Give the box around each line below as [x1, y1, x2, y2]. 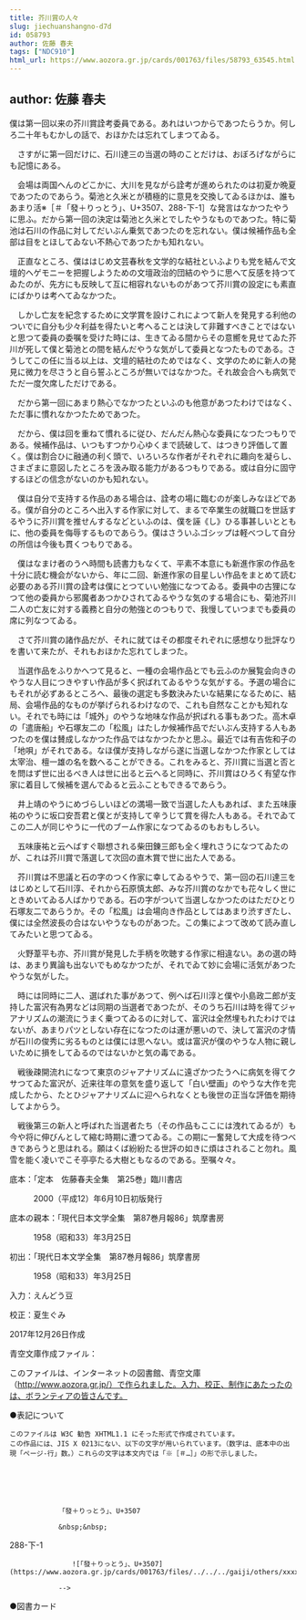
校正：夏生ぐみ [9, 1309, 66, 1320]
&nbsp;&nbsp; [57, 1522, 107, 1532]
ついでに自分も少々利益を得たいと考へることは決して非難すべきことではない [9, 320, 296, 331]
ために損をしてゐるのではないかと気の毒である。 [16, 1046, 201, 1058]
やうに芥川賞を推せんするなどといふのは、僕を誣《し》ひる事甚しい [16, 515, 273, 526]
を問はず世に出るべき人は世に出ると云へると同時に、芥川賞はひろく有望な [9, 767, 289, 778]
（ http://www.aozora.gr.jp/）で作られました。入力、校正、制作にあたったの [9, 1378, 293, 1389]
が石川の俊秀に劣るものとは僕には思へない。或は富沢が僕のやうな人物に [9, 1035, 280, 1046]
